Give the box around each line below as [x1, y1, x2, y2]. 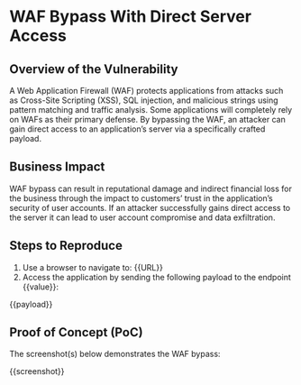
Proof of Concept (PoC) [9, 325, 143, 340]
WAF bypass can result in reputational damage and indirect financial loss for [9, 183, 293, 194]
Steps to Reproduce [9, 238, 123, 253]
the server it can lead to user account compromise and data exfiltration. [9, 212, 276, 223]
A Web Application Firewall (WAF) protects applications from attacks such [9, 86, 284, 96]
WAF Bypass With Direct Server [9, 6, 252, 27]
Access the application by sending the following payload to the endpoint [22, 271, 291, 282]
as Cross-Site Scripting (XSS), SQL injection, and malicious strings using [9, 95, 278, 105]
